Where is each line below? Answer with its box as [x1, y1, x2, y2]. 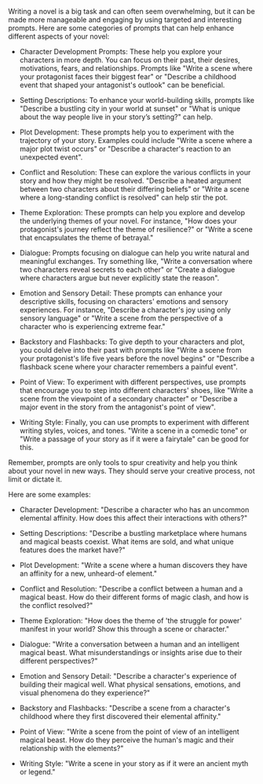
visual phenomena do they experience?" [19, 688, 151, 698]
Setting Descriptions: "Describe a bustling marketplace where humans [19, 529, 247, 537]
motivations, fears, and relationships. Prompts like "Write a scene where [19, 64, 253, 73]
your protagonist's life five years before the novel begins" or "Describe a [19, 354, 255, 363]
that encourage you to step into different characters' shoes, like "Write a [19, 386, 254, 395]
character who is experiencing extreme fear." [19, 322, 166, 331]
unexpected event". [19, 152, 83, 162]
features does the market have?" [19, 545, 126, 555]
